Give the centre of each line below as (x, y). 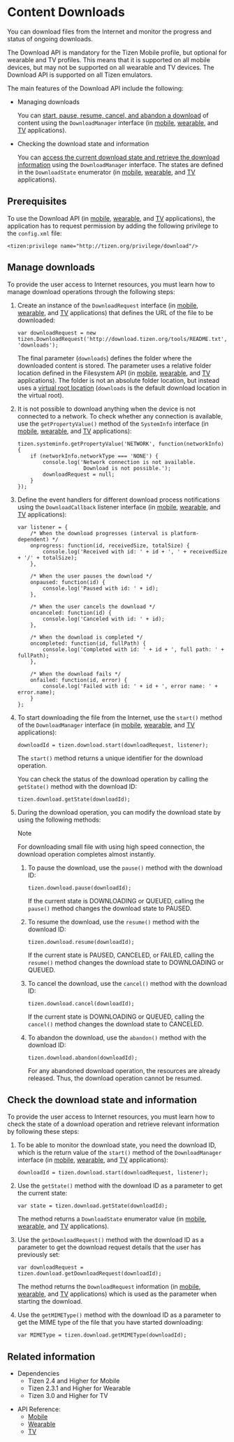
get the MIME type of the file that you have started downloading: (110, 1323)
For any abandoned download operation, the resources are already (124, 1070)
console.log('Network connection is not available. (119, 462)
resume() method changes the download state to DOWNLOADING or (126, 962)
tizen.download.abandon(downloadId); (83, 1058)
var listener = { (43, 527)
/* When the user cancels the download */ (93, 606)
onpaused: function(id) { (68, 582)
